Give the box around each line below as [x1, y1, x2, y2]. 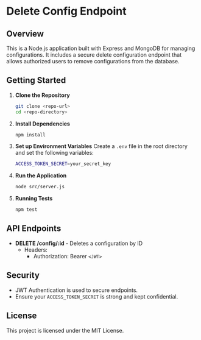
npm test [15, 207, 38, 213]
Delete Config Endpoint [6, 4, 127, 18]
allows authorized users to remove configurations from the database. [6, 58, 180, 65]
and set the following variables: [15, 149, 94, 157]
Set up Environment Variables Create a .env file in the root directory [15, 143, 188, 150]
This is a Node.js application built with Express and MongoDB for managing [6, 44, 196, 52]
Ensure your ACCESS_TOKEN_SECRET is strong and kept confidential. [15, 292, 178, 300]
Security [6, 270, 40, 281]
